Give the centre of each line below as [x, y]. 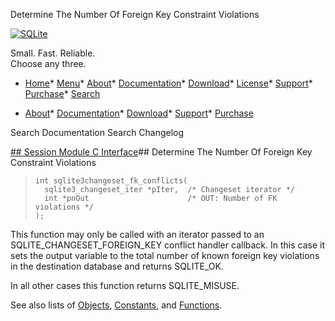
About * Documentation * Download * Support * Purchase [139, 113]
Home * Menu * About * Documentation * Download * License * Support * [168, 83]
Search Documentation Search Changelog [97, 132]
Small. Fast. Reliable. [53, 53]
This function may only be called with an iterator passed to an [137, 234]
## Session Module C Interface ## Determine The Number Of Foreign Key [161, 152]
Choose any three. [48, 63]
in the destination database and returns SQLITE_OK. [117, 266]
